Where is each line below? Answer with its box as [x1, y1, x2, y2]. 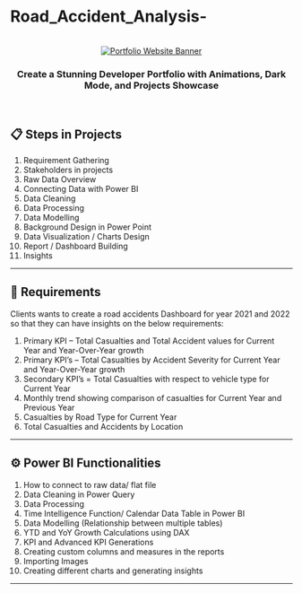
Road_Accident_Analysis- [10, 6, 207, 27]
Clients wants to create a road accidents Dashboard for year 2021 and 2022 [10, 308, 290, 319]
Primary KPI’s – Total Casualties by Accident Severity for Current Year [22, 354, 280, 365]
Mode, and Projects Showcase [83, 79, 220, 92]
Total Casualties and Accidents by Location [22, 421, 184, 432]
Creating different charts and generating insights [22, 565, 203, 576]
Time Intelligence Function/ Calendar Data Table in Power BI [22, 508, 246, 519]
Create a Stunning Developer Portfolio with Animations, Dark [16, 67, 287, 80]
